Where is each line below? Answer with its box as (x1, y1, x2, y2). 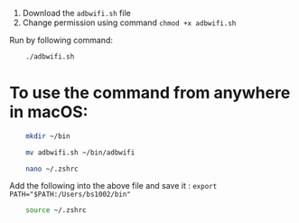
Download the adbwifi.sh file (22, 8, 131, 18)
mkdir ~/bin (25, 131, 70, 141)
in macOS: (9, 102, 89, 123)
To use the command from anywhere (9, 83, 291, 103)
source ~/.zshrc (25, 206, 88, 215)
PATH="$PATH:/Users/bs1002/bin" (9, 190, 131, 200)
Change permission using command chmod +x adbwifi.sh (22, 17, 237, 28)
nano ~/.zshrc (25, 164, 79, 173)
